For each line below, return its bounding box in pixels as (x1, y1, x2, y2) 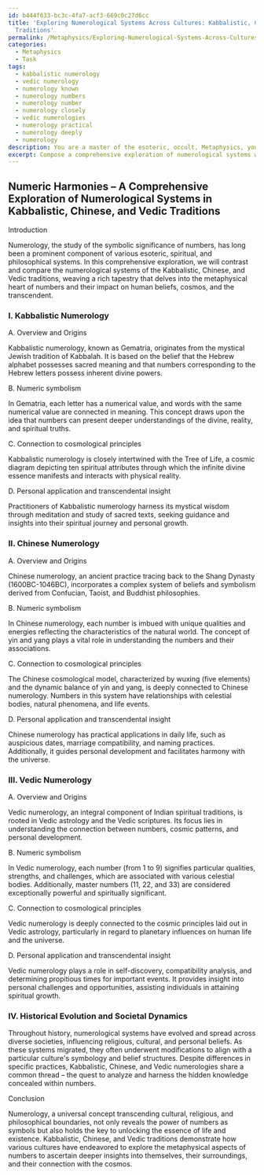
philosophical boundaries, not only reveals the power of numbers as (8, 1118, 229, 1127)
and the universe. (8, 935, 65, 944)
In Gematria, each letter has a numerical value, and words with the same (8, 399, 242, 408)
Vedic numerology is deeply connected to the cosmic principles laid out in (8, 918, 247, 928)
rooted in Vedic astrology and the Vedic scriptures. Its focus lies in (8, 815, 223, 825)
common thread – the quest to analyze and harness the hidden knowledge (8, 1070, 249, 1080)
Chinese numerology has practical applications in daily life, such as (8, 730, 226, 739)
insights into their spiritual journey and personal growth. (8, 519, 189, 528)
